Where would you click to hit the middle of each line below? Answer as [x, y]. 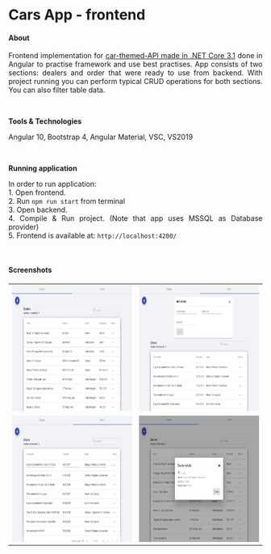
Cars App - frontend [77, 15]
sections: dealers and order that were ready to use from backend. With [135, 73]
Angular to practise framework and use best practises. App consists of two [135, 64]
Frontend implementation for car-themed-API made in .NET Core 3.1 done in [135, 56]
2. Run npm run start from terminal [67, 201]
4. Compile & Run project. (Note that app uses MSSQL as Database [135, 218]
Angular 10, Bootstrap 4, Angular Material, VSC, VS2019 [101, 137]
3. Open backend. [38, 210]
